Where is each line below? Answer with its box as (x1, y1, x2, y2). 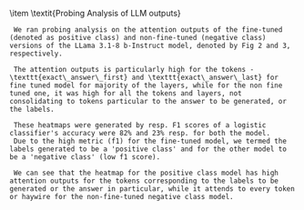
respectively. (9, 49, 64, 58)
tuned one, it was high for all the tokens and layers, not (9, 89, 243, 98)
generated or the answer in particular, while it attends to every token (9, 185, 296, 194)
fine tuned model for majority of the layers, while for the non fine (9, 81, 283, 90)
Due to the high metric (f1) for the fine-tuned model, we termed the (13, 136, 287, 145)
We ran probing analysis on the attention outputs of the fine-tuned (13, 25, 283, 35)
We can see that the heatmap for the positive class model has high (13, 168, 279, 177)
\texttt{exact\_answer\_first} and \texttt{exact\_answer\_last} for (9, 73, 279, 82)
